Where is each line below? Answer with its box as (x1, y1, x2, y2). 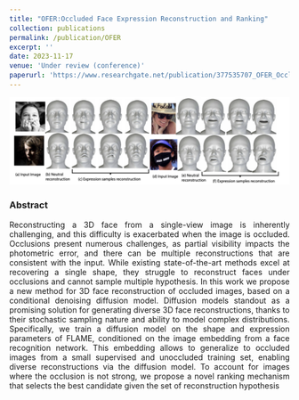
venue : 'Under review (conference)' (9, 61, 145, 70)
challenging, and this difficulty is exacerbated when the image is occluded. (9, 228, 290, 240)
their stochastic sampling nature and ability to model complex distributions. (9, 314, 290, 324)
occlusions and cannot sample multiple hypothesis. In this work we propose (9, 276, 290, 287)
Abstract (9, 199, 49, 211)
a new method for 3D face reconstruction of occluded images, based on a (9, 285, 290, 296)
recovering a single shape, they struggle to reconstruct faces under (9, 266, 290, 277)
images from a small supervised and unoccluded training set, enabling (9, 352, 290, 363)
